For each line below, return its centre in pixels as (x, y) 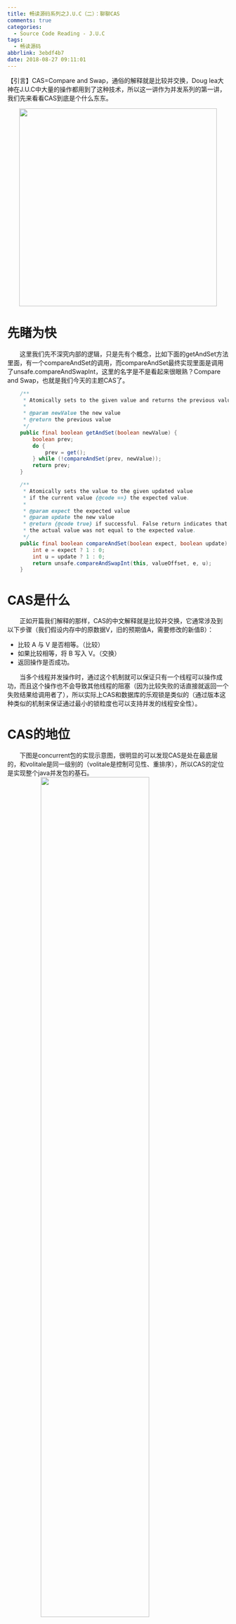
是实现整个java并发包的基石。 (50, 773)
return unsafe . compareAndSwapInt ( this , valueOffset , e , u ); (122, 563)
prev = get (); (65, 452)
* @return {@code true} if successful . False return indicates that (125, 524)
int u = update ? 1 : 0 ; (69, 556)
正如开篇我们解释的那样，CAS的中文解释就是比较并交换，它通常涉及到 (122, 621)
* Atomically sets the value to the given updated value (108, 491)
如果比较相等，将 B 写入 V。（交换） (69, 653)
